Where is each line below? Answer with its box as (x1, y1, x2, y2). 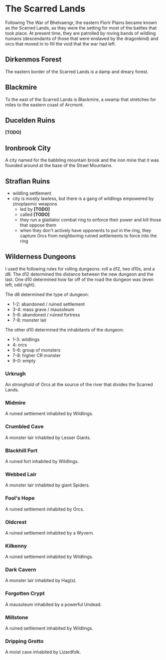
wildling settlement (12, 190, 51, 196)
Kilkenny (5, 542, 27, 549)
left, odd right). (5, 281, 36, 287)
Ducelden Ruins (5, 116, 55, 124)
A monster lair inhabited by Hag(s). (5, 577, 77, 583)
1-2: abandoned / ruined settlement (12, 301, 85, 307)
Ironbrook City (5, 143, 51, 152)
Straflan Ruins (5, 177, 50, 185)
